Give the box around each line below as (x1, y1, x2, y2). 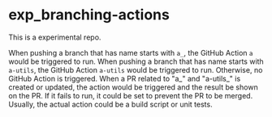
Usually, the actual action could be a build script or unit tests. (8, 99, 213, 109)
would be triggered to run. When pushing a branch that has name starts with (8, 56, 264, 66)
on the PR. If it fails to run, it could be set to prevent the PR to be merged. (8, 90, 253, 100)
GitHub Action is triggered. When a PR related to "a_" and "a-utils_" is (8, 73, 241, 83)
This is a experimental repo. (8, 32, 101, 42)
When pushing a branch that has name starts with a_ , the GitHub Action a (8, 48, 253, 57)
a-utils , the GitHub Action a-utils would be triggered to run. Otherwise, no (8, 65, 263, 74)
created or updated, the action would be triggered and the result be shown (8, 82, 258, 92)
